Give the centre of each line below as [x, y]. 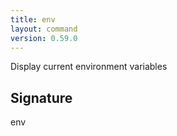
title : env [33, 19]
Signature [41, 97]
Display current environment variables [89, 67]
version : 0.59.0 [44, 38]
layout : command [44, 29]
